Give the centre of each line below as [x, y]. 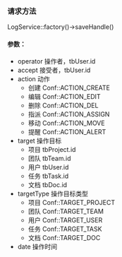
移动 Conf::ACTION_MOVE [66, 123]
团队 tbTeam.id [49, 158]
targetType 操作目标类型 [53, 193]
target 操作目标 [39, 141]
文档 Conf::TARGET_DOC [64, 237]
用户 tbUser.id [48, 167]
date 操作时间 [37, 246]
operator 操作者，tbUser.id [56, 61]
